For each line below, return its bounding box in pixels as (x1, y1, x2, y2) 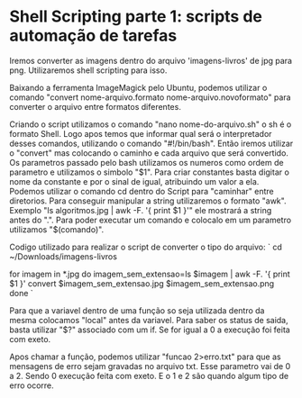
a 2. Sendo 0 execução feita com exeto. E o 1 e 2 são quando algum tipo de (9, 370, 289, 381)
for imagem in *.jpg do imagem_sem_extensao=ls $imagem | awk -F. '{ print (9, 268, 290, 279)
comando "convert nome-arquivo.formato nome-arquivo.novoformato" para (9, 92, 291, 103)
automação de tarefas (9, 25, 178, 46)
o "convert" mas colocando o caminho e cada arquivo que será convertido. (9, 147, 288, 158)
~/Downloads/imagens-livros (9, 250, 117, 262)
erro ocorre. (9, 380, 54, 391)
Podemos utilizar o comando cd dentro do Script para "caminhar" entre (9, 185, 275, 196)
